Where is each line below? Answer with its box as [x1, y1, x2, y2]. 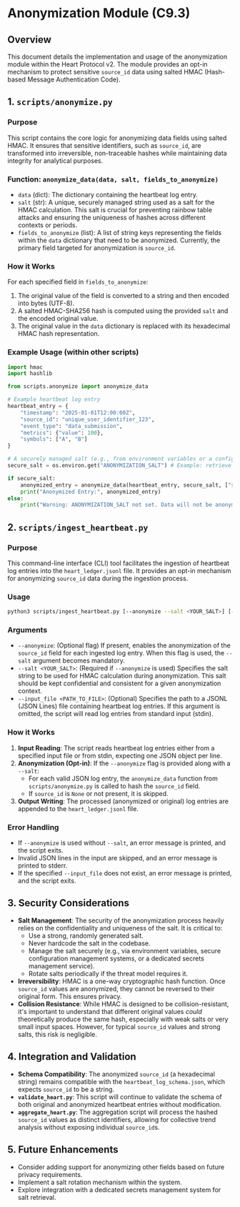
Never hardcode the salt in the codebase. [28, 938, 151, 948]
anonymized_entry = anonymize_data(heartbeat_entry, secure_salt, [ [20, 481, 229, 489]
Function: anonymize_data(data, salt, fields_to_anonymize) [7, 174, 219, 184]
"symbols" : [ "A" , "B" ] [20, 436, 88, 443]
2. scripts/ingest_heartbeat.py [7, 521, 149, 533]
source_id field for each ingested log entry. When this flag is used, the [17, 649, 225, 657]
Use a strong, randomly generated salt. [28, 931, 144, 940]
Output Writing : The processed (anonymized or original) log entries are [17, 797, 229, 805]
